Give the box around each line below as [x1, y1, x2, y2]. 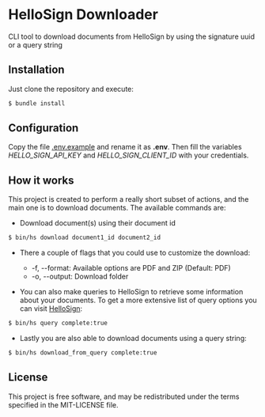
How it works [8, 173, 74, 187]
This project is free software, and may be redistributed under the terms [8, 392, 240, 401]
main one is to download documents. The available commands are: [8, 203, 226, 213]
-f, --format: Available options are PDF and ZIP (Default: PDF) [31, 263, 231, 273]
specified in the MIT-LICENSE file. [8, 400, 119, 409]
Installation [8, 63, 65, 77]
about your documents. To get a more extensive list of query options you [19, 295, 257, 305]
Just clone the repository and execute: [8, 84, 134, 93]
